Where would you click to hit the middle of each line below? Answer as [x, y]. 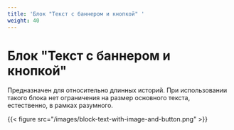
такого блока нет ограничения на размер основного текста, [99, 98]
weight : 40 [23, 21]
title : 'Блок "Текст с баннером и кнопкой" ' [76, 14]
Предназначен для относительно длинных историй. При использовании [117, 90]
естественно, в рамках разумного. [60, 105]
